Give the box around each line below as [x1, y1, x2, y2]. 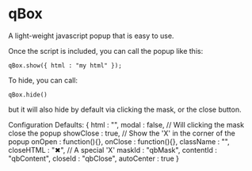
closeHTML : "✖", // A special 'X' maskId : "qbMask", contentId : [8, 145, 218, 154]
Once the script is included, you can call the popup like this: [8, 46, 204, 55]
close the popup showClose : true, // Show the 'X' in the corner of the [8, 128, 235, 138]
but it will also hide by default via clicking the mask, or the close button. [8, 104, 242, 114]
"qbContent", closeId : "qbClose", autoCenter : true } [8, 154, 180, 163]
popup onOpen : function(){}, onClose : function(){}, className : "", [8, 136, 230, 146]
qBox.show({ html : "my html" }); [8, 61, 123, 70]
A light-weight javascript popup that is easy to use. [8, 31, 174, 40]
